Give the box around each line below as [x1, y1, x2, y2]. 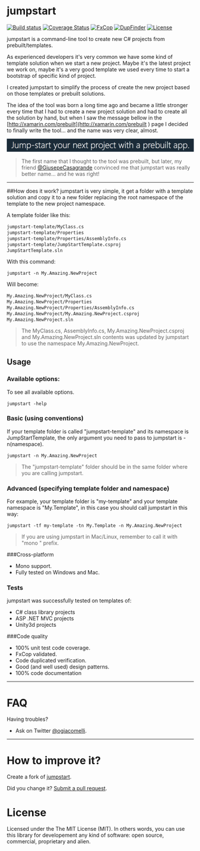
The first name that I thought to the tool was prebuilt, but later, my [21, 158, 182, 165]
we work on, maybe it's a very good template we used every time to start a [7, 65, 190, 73]
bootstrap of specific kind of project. [7, 72, 97, 79]
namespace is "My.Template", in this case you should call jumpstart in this [7, 504, 188, 511]
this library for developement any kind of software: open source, [7, 831, 164, 839]
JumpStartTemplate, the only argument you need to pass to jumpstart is [7, 434, 183, 441]
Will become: [7, 281, 39, 288]
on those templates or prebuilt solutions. [7, 90, 106, 97]
